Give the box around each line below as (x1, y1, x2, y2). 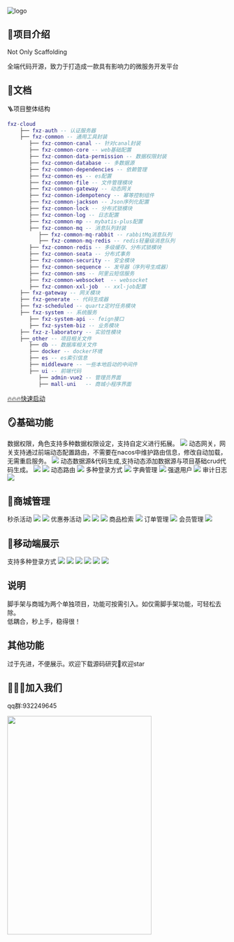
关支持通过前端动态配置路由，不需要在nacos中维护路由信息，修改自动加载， (7, 448, 227, 457)
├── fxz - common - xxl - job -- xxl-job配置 (29, 283, 147, 290)
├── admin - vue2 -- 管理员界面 (38, 374, 121, 381)
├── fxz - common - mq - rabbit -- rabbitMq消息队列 (38, 231, 173, 238)
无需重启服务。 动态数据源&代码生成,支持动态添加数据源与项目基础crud (7, 457, 221, 465)
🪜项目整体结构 (7, 104, 50, 113)
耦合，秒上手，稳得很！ (13, 617, 81, 625)
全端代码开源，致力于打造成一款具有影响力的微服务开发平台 (7, 62, 179, 70)
